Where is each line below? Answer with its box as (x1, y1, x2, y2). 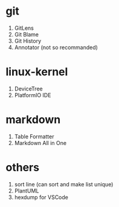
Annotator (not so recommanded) (14, 44, 98, 51)
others (5, 161, 40, 174)
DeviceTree (14, 85, 43, 92)
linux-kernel (5, 65, 68, 79)
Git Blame (14, 30, 39, 38)
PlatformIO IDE (14, 91, 51, 98)
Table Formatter (14, 132, 54, 140)
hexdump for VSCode (14, 193, 69, 201)
